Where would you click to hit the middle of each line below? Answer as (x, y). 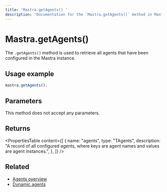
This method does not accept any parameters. (53, 113)
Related (17, 167)
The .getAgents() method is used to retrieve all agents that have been (77, 53)
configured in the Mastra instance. (40, 58)
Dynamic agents (29, 184)
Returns (18, 128)
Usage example (30, 74)
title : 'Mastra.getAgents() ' (37, 10)
